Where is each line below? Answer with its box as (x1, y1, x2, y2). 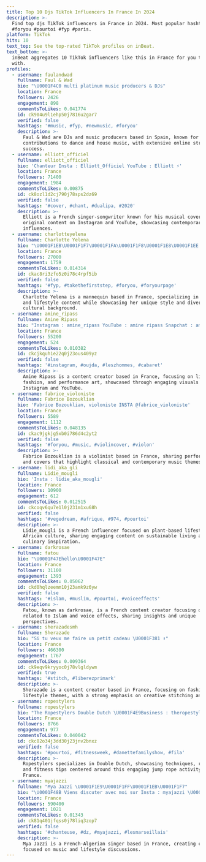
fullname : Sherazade (17, 630, 70, 636)
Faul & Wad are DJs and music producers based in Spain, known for (22, 134, 199, 141)
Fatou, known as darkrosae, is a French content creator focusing (22, 607, 196, 613)
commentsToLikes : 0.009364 (17, 658, 86, 665)
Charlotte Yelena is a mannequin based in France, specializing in (22, 293, 199, 300)
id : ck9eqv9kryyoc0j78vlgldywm (17, 664, 97, 670)
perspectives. (22, 618, 59, 625)
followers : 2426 (17, 94, 59, 100)
